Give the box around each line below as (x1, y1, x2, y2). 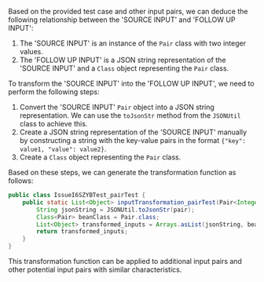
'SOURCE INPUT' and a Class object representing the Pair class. (19, 64, 229, 73)
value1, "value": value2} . (19, 145, 107, 153)
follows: (8, 176, 34, 185)
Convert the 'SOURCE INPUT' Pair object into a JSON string (19, 102, 214, 112)
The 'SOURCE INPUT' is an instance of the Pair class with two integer (19, 38, 246, 48)
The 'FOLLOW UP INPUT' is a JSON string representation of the (19, 55, 226, 64)
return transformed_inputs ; (36, 228, 128, 236)
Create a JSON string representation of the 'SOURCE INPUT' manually (19, 127, 247, 137)
